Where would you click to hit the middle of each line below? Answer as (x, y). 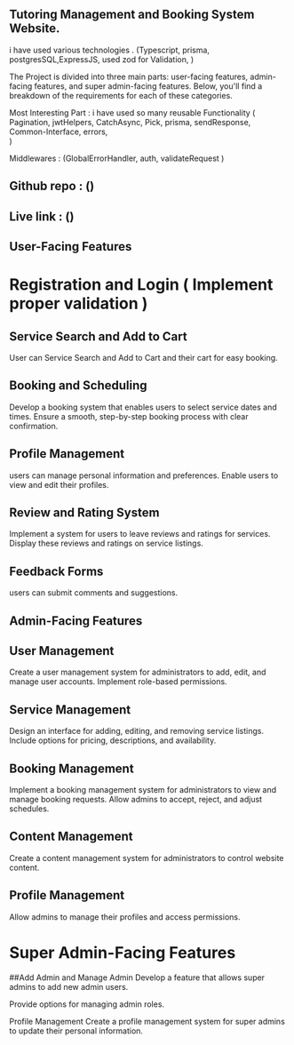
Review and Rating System (84, 513)
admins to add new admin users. (69, 986)
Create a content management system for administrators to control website (147, 858)
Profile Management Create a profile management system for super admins (147, 1021)
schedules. (29, 809)
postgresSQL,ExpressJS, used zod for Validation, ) (102, 59)
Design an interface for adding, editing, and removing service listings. (137, 731)
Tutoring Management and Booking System (132, 15)
